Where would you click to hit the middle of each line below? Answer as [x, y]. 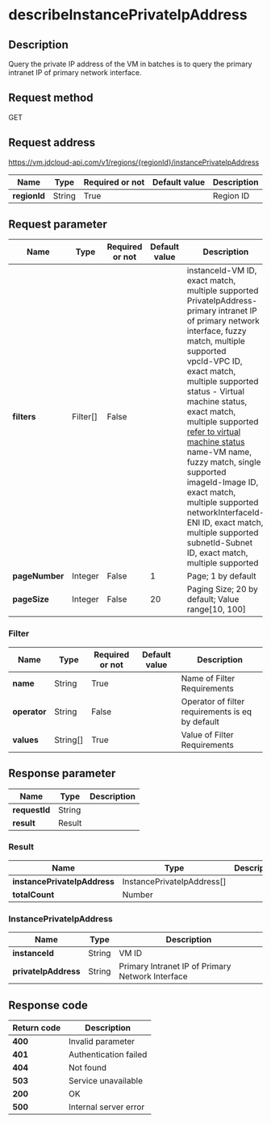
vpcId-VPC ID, [215, 361]
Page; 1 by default [221, 576]
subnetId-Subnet [219, 543]
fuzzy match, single [224, 462]
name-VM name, [219, 452]
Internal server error [106, 1107]
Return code [37, 1028]
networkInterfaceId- [225, 512]
